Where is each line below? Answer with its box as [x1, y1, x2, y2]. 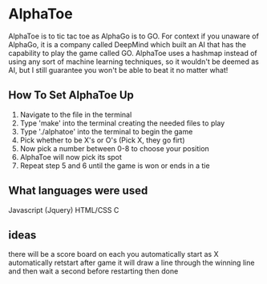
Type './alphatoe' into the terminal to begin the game [19, 126, 193, 136]
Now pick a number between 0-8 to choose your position [19, 143, 210, 153]
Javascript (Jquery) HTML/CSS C [8, 205, 119, 214]
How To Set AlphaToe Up [8, 89, 134, 102]
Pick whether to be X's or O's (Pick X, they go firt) [19, 135, 186, 145]
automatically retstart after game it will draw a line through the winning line [8, 258, 255, 268]
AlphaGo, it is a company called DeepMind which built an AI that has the [8, 39, 247, 49]
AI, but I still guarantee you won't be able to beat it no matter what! [8, 65, 229, 74]
